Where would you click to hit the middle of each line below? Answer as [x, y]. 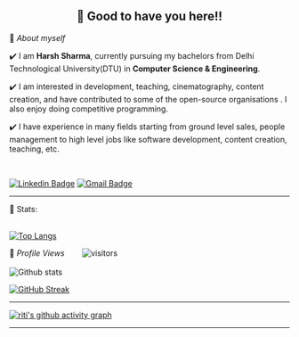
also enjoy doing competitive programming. [89, 109]
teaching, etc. [34, 149]
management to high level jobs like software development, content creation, [148, 139]
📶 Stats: [24, 209]
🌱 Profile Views [37, 253]
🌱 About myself [37, 37]
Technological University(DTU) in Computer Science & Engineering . [135, 69]
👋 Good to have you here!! [149, 16]
